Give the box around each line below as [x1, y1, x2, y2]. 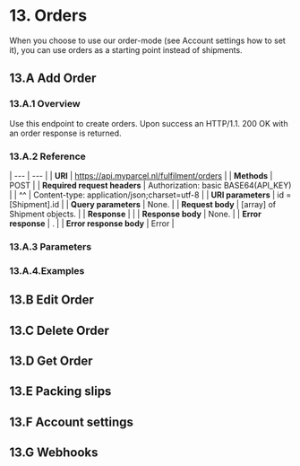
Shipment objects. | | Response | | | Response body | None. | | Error [9, 208, 261, 219]
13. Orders [9, 5, 88, 26]
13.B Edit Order [9, 293, 94, 308]
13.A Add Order [9, 71, 97, 86]
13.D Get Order [9, 353, 93, 368]
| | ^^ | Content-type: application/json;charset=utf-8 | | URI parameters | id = [9, 189, 292, 200]
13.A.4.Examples [9, 264, 85, 277]
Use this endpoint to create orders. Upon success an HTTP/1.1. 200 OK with [9, 118, 288, 128]
